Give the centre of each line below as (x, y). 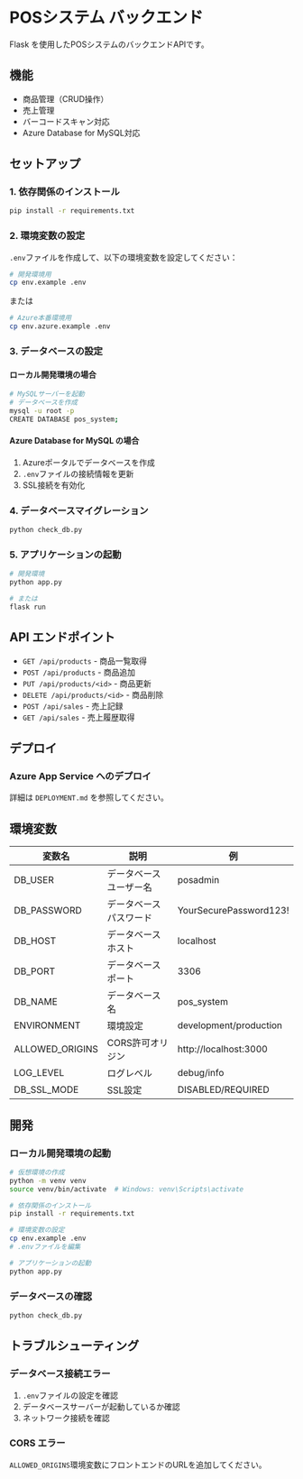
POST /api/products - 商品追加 (78, 672)
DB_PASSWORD (48, 911)
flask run (28, 607)
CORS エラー (37, 1443)
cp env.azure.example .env (60, 326)
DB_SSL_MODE (46, 1089)
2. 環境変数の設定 (47, 236)
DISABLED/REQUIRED (224, 1089)
